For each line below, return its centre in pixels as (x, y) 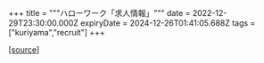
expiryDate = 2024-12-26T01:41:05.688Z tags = (168, 23)
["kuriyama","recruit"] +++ (57, 32)
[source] (24, 50)
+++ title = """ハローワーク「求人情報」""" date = (99, 13)
